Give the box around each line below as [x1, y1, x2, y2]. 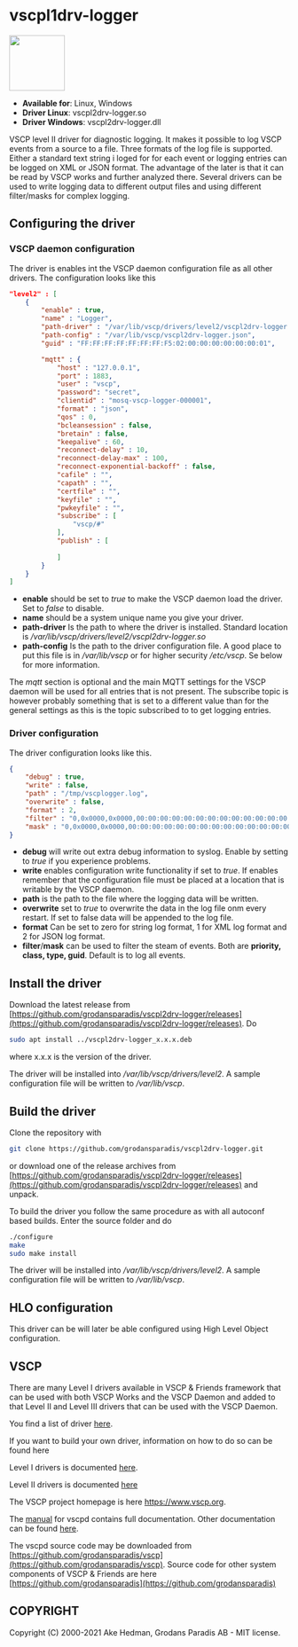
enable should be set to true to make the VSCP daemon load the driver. [21, 593, 284, 604]
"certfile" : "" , [56, 487, 122, 496]
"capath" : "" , [56, 478, 114, 488]
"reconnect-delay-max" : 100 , [56, 454, 169, 463]
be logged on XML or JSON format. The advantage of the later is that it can [9, 161, 284, 173]
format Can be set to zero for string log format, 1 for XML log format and [21, 922, 287, 932]
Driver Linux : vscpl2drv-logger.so [21, 107, 147, 118]
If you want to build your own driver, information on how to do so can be [9, 1436, 273, 1447]
